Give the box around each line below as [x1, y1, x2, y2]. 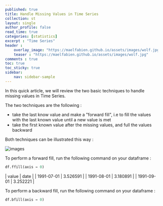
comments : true [5, 57, 38, 61]
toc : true [5, 61, 25, 66]
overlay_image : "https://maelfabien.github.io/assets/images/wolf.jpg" [14, 47, 162, 52]
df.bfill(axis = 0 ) [5, 197, 45, 202]
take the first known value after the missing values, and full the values [12, 122, 152, 128]
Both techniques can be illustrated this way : [5, 136, 94, 142]
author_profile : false [5, 25, 51, 30]
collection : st [5, 16, 36, 21]
